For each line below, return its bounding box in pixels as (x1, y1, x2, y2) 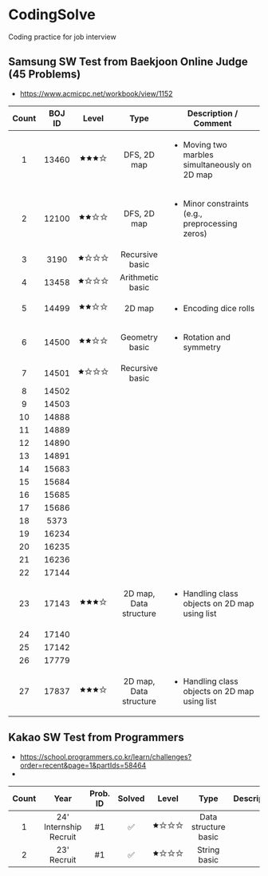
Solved (117, 792, 145, 803)
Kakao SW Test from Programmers (8, 731, 185, 744)
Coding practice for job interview (8, 32, 117, 41)
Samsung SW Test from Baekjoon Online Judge (8, 55, 249, 69)
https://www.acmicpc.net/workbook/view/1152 (19, 89, 173, 98)
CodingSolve (8, 6, 96, 24)
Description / (187, 108, 238, 119)
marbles (183, 149, 214, 160)
